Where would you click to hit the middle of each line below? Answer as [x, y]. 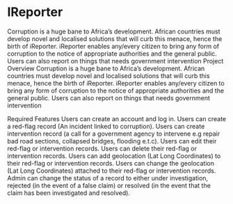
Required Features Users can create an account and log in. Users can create [117, 118]
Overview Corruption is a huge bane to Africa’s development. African [106, 68]
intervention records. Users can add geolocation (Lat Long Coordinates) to [114, 156]
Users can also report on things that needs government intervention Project [115, 61]
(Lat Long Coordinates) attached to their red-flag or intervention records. [112, 171]
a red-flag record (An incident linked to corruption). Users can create [106, 126]
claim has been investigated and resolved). [69, 193]
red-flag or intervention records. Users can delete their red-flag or [102, 148]
